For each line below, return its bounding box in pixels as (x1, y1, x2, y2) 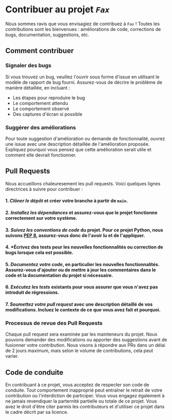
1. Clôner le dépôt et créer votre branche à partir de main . (5, 198, 128, 204)
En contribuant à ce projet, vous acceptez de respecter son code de (5, 382, 150, 388)
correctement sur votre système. (5, 215, 78, 221)
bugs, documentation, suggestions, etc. (5, 31, 89, 38)
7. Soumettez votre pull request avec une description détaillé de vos (5, 301, 153, 307)
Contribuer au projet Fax (5, 4, 110, 15)
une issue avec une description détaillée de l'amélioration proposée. (5, 141, 150, 147)
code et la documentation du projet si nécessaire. (5, 272, 113, 278)
